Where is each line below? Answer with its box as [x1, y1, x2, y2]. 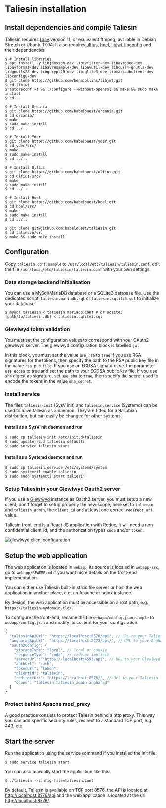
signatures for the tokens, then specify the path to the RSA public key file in [5, 357, 159, 363]
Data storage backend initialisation [5, 279, 90, 286]
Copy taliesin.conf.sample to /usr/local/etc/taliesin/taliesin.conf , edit [5, 261, 160, 267]
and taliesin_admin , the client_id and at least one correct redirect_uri [5, 507, 153, 513]
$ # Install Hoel [5, 195, 41, 200]
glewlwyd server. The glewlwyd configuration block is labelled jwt [5, 342, 140, 348]
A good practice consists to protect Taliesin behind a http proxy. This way [5, 712, 155, 718]
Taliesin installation [5, 3, 87, 15]
